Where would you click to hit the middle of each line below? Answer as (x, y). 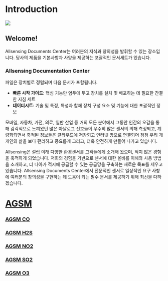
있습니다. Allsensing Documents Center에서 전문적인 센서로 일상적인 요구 (78, 171)
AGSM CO (18, 219)
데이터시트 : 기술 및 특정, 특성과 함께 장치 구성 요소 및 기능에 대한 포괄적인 (84, 106)
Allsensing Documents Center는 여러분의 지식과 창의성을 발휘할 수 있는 (76, 51)
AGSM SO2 (19, 259)
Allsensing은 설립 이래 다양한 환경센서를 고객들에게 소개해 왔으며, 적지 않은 (79, 152)
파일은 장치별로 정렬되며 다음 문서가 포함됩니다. (51, 82)
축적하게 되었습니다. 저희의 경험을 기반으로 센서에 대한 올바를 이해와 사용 (81, 158)
